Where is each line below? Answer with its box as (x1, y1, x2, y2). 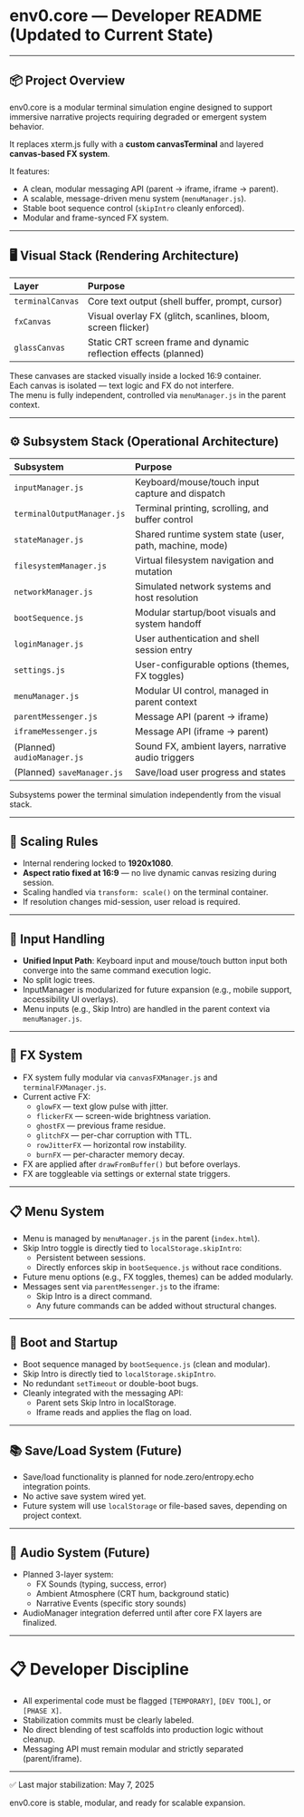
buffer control (135, 513, 194, 526)
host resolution (135, 591, 199, 604)
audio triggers (135, 752, 195, 764)
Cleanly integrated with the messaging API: (22, 1388, 184, 1399)
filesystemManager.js (14, 561, 107, 571)
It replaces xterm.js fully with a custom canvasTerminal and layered (9, 138, 264, 150)
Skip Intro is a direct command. (35, 1290, 152, 1301)
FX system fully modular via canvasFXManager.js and (22, 1072, 218, 1083)
